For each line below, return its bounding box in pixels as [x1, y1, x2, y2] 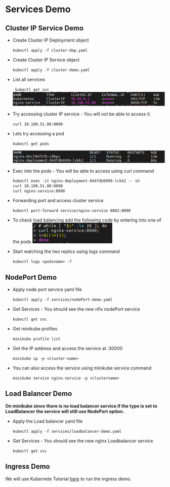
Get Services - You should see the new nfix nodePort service [12, 306, 140, 312]
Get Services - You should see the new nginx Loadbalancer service [12, 437, 153, 444]
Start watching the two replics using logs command [12, 248, 120, 254]
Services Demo [5, 4, 71, 15]
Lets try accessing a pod [12, 130, 64, 136]
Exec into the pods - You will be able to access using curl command [12, 168, 154, 174]
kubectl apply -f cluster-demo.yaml [12, 67, 90, 72]
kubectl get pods [12, 141, 50, 146]
